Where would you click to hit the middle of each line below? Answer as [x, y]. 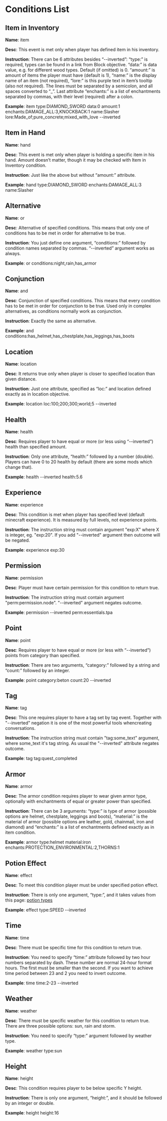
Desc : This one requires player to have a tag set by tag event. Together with [83, 718]
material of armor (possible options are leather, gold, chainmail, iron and [79, 822]
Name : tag [16, 708]
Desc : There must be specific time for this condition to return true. [73, 947]
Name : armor [19, 786]
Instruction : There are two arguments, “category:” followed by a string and [82, 665]
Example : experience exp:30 [35, 550]
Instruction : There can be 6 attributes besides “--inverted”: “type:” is [76, 59]
